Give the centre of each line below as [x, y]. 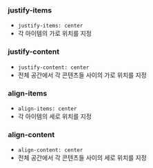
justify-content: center [53, 67]
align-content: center [50, 150]
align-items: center [47, 109]
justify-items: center [50, 26]
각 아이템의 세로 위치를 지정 [55, 116]
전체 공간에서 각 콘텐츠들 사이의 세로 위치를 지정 [82, 158]
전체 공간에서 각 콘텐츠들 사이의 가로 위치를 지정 [82, 75]
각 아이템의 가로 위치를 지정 [55, 34]
